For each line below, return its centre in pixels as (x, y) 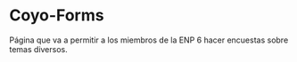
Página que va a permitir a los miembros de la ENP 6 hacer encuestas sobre (149, 40)
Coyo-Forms (57, 15)
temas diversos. (39, 49)
